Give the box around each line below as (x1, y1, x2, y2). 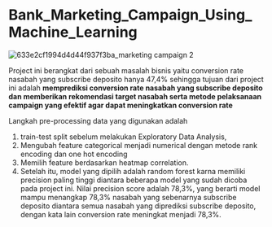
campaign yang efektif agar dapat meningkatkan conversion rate (8, 100, 234, 110)
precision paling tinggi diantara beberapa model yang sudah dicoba (20, 175, 248, 185)
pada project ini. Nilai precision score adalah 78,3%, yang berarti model (20, 183, 261, 193)
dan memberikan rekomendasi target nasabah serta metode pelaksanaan (8, 91, 262, 101)
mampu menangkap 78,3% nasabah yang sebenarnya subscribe (20, 192, 237, 202)
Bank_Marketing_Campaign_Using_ (8, 6, 252, 24)
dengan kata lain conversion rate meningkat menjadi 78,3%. (20, 209, 222, 219)
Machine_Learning (8, 23, 138, 41)
